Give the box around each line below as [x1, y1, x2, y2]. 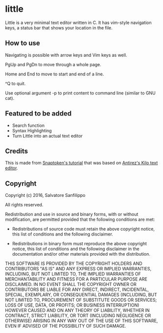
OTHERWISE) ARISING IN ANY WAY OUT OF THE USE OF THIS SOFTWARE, [5, 318, 158, 324]
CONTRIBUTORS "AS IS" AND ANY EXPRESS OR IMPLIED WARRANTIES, [5, 266, 152, 272]
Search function [12, 122, 45, 128]
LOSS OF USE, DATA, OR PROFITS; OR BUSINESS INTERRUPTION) [5, 302, 140, 308]
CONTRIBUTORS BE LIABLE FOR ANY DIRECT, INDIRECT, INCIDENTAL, [5, 286, 149, 292]
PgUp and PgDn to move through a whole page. [5, 61, 101, 67]
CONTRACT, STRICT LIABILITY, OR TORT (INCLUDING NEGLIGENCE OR [5, 312, 151, 319]
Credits [5, 147, 28, 155]
